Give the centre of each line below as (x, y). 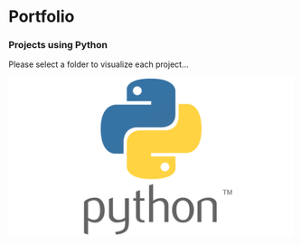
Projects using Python (58, 45)
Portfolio (42, 17)
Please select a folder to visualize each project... (99, 64)
